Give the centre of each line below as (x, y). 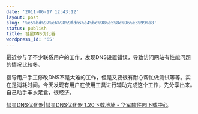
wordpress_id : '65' (31, 39)
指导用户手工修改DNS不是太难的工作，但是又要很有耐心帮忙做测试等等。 (96, 77)
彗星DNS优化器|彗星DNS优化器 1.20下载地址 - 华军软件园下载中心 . (88, 105)
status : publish (26, 28)
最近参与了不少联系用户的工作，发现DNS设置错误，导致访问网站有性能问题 (98, 57)
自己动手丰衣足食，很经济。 (40, 92)
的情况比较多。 (25, 64)
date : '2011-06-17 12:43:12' (43, 12)
